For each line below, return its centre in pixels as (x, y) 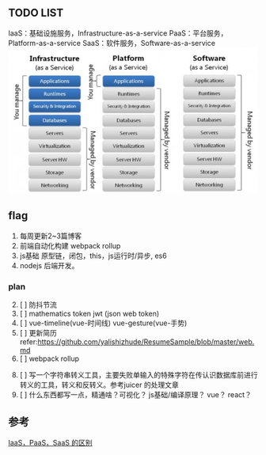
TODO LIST (36, 13)
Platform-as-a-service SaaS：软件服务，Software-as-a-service (112, 43)
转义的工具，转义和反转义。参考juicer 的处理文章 (99, 385)
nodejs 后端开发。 (49, 265)
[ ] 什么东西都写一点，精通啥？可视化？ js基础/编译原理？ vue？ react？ (135, 394)
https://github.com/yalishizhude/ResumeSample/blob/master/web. (146, 341)
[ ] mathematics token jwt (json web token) (89, 313)
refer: (28, 341)
